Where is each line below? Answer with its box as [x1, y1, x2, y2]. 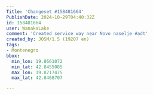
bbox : [6, 53, 20, 59]
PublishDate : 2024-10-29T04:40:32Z [6, 14, 95, 20]
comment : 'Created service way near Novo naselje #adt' [6, 31, 148, 37]
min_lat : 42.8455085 [11, 64, 63, 70]
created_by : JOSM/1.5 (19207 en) [6, 36, 90, 42]
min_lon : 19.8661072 [11, 58, 63, 64]
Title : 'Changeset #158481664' [6, 8, 84, 15]
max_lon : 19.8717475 [11, 69, 63, 75]
